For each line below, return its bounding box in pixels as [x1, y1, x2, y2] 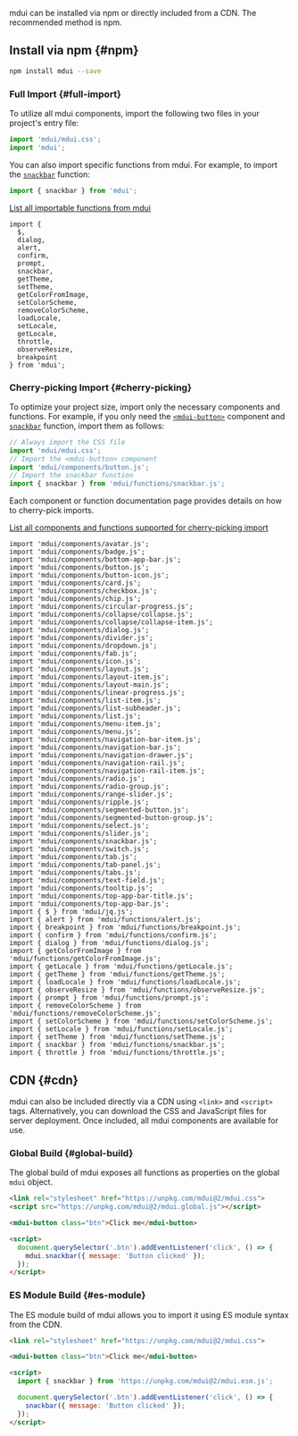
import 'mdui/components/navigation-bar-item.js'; [9, 735, 202, 745]
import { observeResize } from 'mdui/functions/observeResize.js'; [9, 985, 266, 995]
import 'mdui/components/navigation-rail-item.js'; [9, 766, 205, 776]
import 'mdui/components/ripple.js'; [9, 798, 150, 807]
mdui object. [9, 1177, 54, 1187]
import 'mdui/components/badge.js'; [9, 547, 145, 557]
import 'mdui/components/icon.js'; [9, 657, 142, 666]
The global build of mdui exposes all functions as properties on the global [9, 1167, 280, 1178]
